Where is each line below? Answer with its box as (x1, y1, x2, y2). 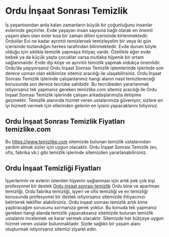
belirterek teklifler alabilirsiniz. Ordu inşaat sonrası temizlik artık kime (5, 199, 148, 205)
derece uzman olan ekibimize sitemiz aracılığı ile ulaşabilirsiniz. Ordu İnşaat (5, 70, 161, 76)
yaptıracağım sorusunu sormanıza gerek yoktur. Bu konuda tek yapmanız (5, 204, 157, 210)
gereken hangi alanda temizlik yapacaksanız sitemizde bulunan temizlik (5, 210, 154, 216)
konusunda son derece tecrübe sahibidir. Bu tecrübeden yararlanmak (5, 81, 149, 87)
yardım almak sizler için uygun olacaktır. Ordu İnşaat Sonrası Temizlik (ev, (5, 144, 158, 150)
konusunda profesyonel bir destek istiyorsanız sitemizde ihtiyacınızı (5, 193, 145, 200)
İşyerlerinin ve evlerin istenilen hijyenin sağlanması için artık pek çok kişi (5, 177, 155, 183)
